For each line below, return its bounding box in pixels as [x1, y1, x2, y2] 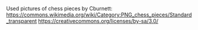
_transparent [6, 18, 37, 24]
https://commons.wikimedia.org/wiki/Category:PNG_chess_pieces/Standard [6, 11, 192, 18]
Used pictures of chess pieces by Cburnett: [6, 5, 113, 12]
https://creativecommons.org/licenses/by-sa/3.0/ [38, 18, 159, 24]
